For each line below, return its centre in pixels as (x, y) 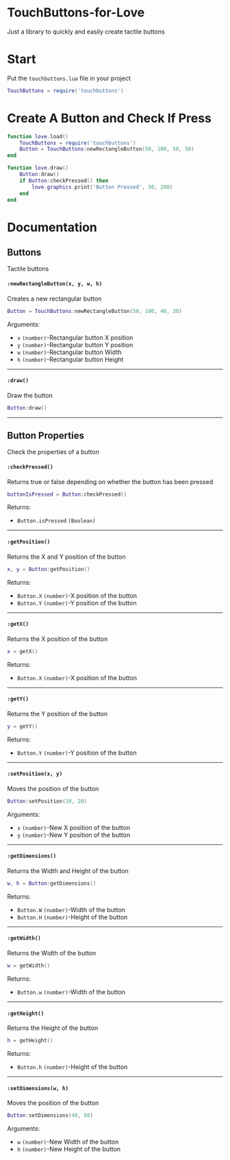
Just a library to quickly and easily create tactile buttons (86, 31)
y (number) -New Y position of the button (74, 835)
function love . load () (38, 136)
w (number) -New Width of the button (68, 1142)
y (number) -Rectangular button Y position (75, 344)
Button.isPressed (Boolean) (56, 521)
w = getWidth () (29, 966)
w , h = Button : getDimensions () (52, 883)
